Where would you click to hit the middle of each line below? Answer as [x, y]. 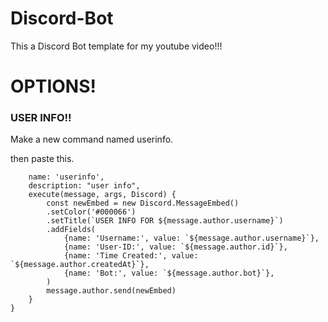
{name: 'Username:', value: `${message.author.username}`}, [191, 238]
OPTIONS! [53, 86]
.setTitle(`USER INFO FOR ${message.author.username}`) [165, 221]
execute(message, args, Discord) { [102, 195]
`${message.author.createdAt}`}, [80, 265]
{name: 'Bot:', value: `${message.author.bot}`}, [169, 273]
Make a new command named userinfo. [92, 139]
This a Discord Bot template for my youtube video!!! [116, 46]
